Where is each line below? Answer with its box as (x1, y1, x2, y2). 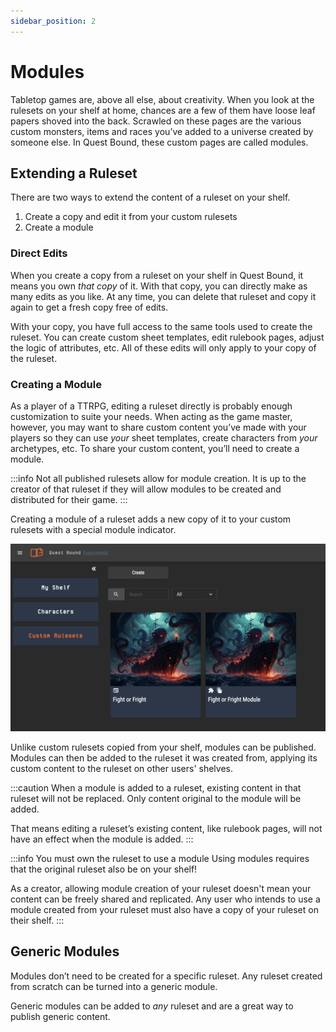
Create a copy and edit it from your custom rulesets (24, 211, 238, 223)
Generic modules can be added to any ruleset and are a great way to (10, 1000, 294, 1012)
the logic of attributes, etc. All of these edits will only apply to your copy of (10, 341, 317, 354)
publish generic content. (10, 1010, 111, 1022)
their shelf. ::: (10, 914, 65, 926)
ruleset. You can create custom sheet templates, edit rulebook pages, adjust (10, 331, 325, 343)
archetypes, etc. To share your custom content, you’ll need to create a (10, 442, 300, 454)
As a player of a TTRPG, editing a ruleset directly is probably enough (10, 400, 293, 412)
